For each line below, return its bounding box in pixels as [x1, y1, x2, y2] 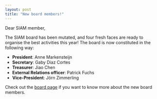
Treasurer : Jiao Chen [12, 64, 55, 70]
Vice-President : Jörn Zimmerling [12, 75, 79, 81]
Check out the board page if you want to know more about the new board [5, 84, 152, 90]
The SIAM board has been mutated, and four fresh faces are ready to [5, 34, 143, 40]
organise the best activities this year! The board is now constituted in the [5, 39, 151, 45]
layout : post [5, 7, 32, 12]
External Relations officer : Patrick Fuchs [12, 69, 95, 75]
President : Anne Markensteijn [12, 54, 72, 60]
